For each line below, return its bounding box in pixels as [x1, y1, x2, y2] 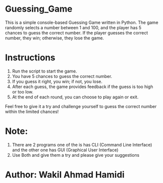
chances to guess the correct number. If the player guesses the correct [5, 30, 148, 36]
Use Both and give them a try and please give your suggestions [12, 152, 140, 158]
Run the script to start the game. [12, 68, 77, 74]
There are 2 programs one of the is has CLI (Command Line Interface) [12, 142, 152, 147]
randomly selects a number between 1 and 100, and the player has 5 [5, 24, 142, 30]
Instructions [5, 52, 55, 63]
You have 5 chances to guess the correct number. [12, 73, 112, 79]
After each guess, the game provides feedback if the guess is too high [12, 84, 153, 90]
